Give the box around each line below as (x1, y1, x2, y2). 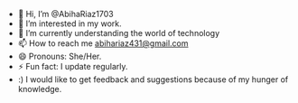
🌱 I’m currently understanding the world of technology (17, 28, 220, 38)
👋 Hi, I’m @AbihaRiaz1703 (17, 9, 115, 19)
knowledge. (17, 84, 62, 94)
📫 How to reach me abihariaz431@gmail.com (17, 38, 189, 49)
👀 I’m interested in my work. (17, 18, 122, 29)
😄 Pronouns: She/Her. (17, 51, 102, 61)
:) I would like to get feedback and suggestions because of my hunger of (17, 74, 289, 85)
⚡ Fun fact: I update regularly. (17, 61, 128, 71)
